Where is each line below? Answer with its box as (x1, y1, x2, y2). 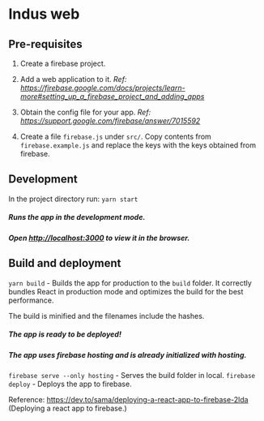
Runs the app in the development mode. (8, 213, 146, 222)
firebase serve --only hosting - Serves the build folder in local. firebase (8, 370, 256, 380)
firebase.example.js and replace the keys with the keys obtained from (19, 140, 257, 150)
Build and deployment (8, 256, 121, 270)
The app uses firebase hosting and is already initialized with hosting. (8, 350, 247, 359)
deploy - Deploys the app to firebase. (8, 379, 132, 389)
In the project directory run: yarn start (8, 194, 138, 204)
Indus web (8, 5, 80, 24)
